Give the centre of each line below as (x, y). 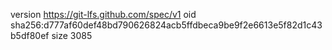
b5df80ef (30, 35)
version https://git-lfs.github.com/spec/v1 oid (103, 14)
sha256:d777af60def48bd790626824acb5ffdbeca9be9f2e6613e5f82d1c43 (166, 25)
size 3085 (72, 35)
